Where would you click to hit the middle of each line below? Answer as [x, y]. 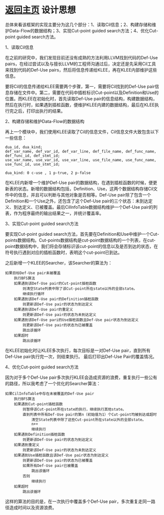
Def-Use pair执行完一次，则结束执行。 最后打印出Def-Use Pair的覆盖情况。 [81, 356]
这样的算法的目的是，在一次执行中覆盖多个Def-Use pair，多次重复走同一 [78, 501]
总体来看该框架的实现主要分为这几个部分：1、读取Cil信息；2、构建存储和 [79, 25]
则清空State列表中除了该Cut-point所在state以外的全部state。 [80, 289]
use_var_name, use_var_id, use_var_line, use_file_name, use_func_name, [81, 160]
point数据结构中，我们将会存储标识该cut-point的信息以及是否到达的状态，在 [82, 246]
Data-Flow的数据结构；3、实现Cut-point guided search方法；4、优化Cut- [83, 30]
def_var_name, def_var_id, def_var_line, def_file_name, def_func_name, [81, 151]
